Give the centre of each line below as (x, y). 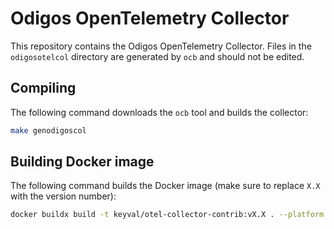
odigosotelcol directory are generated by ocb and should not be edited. (157, 56)
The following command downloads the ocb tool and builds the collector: (159, 112)
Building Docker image (82, 162)
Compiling (43, 88)
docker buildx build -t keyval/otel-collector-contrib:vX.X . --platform (167, 215)
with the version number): (63, 196)
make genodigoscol (48, 130)
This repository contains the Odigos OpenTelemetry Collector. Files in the (161, 46)
